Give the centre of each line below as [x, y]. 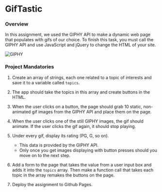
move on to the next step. [45, 155]
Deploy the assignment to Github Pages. [52, 184]
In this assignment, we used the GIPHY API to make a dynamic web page [78, 34]
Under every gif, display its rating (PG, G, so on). [60, 136]
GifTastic [24, 9]
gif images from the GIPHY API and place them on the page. [92, 112]
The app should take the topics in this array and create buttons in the [81, 92]
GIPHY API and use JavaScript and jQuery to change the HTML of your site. [81, 45]
